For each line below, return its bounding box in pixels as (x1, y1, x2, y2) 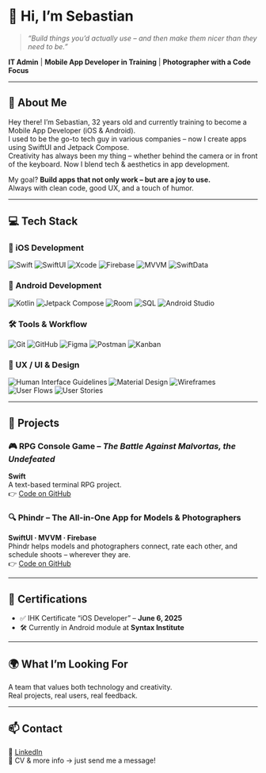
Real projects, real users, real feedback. (8, 690, 139, 700)
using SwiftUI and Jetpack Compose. (8, 142, 130, 152)
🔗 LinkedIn (8, 747, 43, 756)
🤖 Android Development (8, 280, 102, 291)
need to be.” (27, 41, 69, 51)
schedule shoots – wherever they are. (8, 550, 131, 560)
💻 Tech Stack (8, 214, 78, 229)
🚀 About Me (8, 96, 67, 110)
